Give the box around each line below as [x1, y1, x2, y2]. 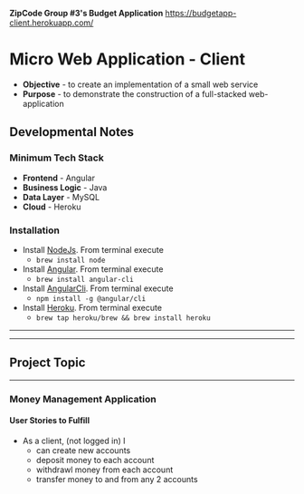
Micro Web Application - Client [9, 49, 246, 70]
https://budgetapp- [165, 8, 237, 18]
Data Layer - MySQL [22, 191, 100, 202]
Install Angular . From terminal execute [22, 263, 164, 275]
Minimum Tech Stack [9, 151, 104, 164]
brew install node [35, 256, 106, 265]
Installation [9, 224, 61, 237]
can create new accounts [35, 444, 131, 456]
